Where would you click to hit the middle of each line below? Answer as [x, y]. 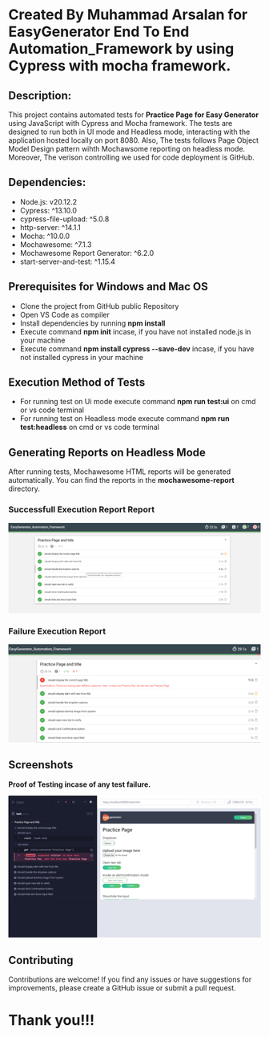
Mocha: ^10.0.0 [45, 236]
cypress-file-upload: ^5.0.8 [64, 219]
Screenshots [41, 765]
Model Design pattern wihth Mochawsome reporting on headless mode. [127, 149]
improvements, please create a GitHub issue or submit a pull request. [122, 987]
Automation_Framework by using [121, 49]
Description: [40, 95]
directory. [24, 489]
